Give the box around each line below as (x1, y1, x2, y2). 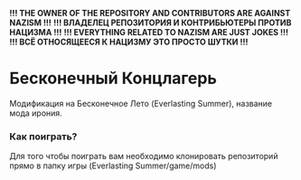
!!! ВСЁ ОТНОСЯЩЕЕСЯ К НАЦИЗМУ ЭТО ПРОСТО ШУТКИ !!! (9, 36, 249, 47)
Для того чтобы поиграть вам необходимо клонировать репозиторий (9, 151, 278, 162)
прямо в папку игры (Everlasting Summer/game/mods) (9, 160, 217, 171)
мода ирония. (9, 108, 63, 118)
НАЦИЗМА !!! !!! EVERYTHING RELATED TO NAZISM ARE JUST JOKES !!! (9, 27, 289, 37)
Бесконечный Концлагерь (9, 68, 217, 89)
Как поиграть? (9, 130, 78, 143)
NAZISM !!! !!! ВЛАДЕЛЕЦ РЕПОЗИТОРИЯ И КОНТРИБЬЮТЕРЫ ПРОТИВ (9, 17, 292, 28)
